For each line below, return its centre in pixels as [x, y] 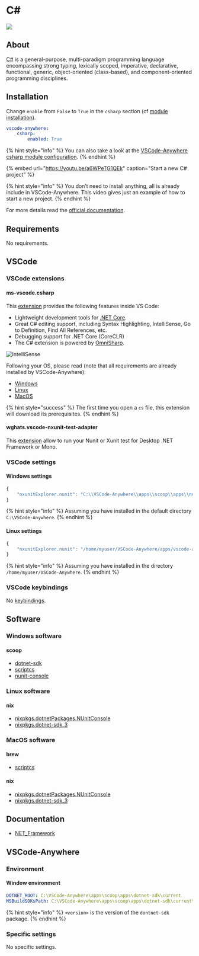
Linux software [28, 691]
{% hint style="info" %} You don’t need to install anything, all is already [93, 186]
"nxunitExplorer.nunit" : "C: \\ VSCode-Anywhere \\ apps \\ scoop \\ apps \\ [103, 494]
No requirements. [28, 243]
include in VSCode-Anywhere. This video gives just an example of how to [96, 193]
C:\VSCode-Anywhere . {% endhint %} [49, 517]
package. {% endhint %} [36, 919]
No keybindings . [26, 600]
